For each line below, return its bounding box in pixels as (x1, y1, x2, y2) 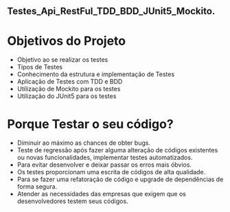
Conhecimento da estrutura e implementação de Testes (16, 70, 175, 78)
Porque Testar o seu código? (7, 116, 174, 132)
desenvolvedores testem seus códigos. (16, 197, 128, 205)
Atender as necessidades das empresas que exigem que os (16, 190, 187, 198)
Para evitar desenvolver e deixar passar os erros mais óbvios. (16, 161, 192, 169)
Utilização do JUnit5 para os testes (16, 92, 117, 100)
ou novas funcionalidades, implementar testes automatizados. (16, 154, 193, 162)
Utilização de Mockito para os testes (16, 85, 121, 93)
